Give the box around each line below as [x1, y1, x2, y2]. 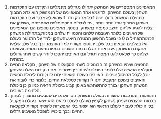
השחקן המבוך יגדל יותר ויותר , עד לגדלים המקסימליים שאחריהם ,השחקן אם [9, 20, 148, 25]
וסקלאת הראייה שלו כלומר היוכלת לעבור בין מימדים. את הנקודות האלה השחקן [9, 67, 153, 72]
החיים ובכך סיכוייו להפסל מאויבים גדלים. [9, 108, 84, 114]
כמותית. [9, 56, 25, 62]
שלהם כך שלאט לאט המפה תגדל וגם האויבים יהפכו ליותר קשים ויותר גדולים [9, 51, 148, 57]
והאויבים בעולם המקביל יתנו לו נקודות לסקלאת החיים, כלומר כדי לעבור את [9, 77, 146, 83]
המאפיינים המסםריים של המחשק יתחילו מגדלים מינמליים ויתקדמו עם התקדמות [9, 4, 155, 10]
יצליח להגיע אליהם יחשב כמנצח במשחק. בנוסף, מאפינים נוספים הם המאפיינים [9, 25, 154, 31]
